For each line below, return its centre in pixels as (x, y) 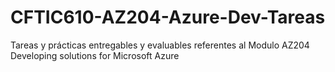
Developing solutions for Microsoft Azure (95, 55)
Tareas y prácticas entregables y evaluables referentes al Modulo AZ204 (160, 45)
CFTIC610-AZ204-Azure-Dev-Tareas (168, 17)
